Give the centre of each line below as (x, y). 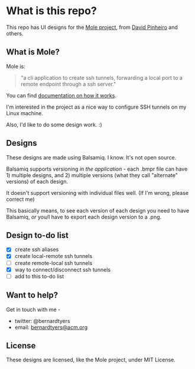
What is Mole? (33, 52)
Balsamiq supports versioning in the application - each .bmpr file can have (97, 169)
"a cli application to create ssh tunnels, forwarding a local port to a (102, 77)
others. (15, 33)
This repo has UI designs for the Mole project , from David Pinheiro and (92, 27)
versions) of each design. (37, 181)
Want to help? (32, 295)
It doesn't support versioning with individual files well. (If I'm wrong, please (97, 192)
